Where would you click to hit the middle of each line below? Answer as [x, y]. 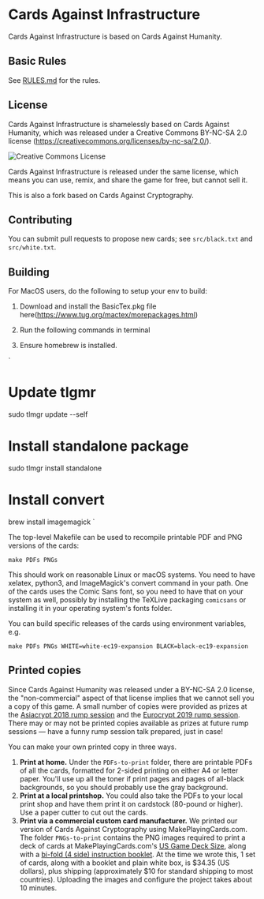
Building [29, 272]
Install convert [56, 500]
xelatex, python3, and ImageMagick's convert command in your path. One [128, 583]
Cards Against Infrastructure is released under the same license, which [123, 171]
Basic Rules [37, 61]
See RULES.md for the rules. [54, 80]
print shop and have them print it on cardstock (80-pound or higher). [131, 803]
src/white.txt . [32, 247]
